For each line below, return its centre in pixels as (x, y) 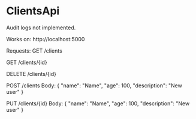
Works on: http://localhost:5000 (46, 39)
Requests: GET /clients (34, 51)
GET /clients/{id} (27, 62)
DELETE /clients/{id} (31, 74)
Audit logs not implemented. (41, 28)
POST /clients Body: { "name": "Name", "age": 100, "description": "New (94, 86)
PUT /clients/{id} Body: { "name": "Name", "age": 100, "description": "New (98, 103)
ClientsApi (33, 11)
